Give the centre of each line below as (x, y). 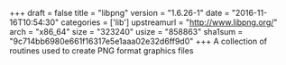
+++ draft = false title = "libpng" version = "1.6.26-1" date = (120, 13)
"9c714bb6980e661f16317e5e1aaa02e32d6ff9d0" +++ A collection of (138, 41)
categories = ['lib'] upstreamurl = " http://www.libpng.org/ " (169, 22)
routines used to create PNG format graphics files (101, 51)
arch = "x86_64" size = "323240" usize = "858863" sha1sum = (126, 32)
